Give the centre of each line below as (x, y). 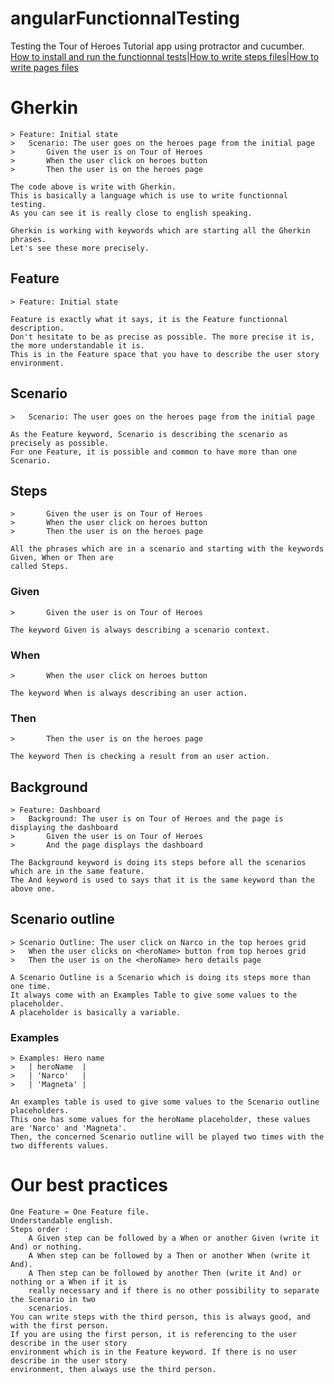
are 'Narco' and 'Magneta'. (69, 1128)
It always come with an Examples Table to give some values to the (154, 995)
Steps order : (40, 1230)
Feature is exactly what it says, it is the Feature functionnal (149, 319)
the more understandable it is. (77, 345)
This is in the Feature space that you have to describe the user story (165, 354)
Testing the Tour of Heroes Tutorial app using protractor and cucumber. (157, 46)
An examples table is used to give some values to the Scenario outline (165, 1102)
